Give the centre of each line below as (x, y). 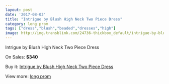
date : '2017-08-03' (26, 14)
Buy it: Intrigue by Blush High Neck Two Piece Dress (59, 66)
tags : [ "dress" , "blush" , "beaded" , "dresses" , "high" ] (60, 28)
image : (12, 33)
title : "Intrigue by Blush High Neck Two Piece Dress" (64, 19)
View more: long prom (28, 76)
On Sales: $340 (22, 57)
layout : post (19, 10)
